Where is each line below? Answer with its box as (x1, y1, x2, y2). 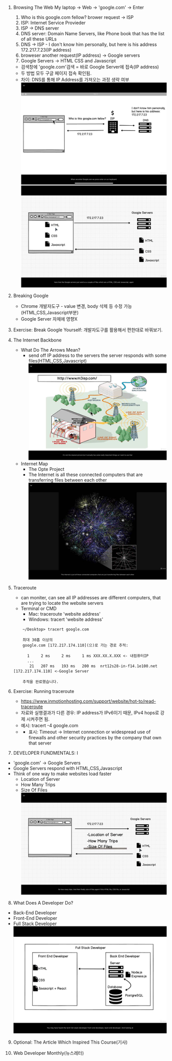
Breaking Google (13, 292, 49, 299)
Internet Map (20, 461, 48, 467)
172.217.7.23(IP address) (20, 47, 72, 53)
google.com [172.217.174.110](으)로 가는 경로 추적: (22, 643, 129, 648)
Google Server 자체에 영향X (20, 316, 78, 322)
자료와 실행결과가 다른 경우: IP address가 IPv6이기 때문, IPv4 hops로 (20, 709, 160, 715)
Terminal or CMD (20, 605, 57, 612)
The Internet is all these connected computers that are (28, 471, 143, 478)
